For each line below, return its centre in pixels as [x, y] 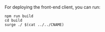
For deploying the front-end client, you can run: [52, 7]
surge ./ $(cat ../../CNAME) [34, 25]
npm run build [19, 16]
